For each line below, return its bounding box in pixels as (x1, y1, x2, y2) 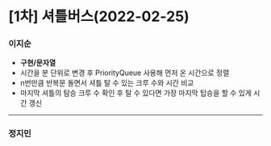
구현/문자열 (19, 58, 56, 68)
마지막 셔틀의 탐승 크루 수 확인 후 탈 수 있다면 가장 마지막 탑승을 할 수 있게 (19, 88, 252, 98)
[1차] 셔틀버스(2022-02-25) (8, 7, 190, 26)
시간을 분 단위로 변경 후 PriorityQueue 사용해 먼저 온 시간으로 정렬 (19, 68, 230, 77)
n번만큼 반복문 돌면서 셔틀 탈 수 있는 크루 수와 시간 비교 (19, 78, 194, 88)
